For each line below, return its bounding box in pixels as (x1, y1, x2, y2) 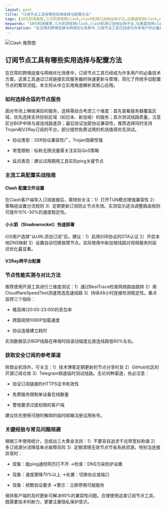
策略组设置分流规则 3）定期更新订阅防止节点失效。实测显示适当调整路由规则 (5, 203, 161, 209)
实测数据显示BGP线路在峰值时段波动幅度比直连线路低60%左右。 (5, 338, 136, 344)
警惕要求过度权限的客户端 (12, 402, 65, 407)
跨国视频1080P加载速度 (12, 317, 60, 323)
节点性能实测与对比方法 (5, 272, 61, 279)
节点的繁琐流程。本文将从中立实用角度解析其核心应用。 (5, 82, 118, 88)
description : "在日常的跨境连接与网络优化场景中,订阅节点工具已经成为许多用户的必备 (5, 26, 160, 31)
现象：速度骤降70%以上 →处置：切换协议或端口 (12, 471, 110, 478)
